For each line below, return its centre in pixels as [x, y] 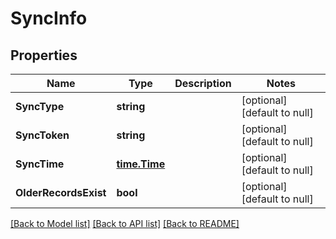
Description [203, 83]
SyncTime [40, 164]
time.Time [141, 164]
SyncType [40, 106]
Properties [44, 55]
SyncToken [42, 135]
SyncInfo [49, 18]
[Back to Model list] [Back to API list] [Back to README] [125, 223]
